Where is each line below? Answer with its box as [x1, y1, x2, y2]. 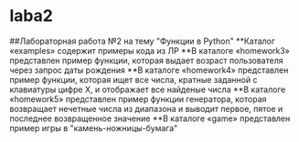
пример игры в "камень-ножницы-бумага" [9, 122, 178, 133]
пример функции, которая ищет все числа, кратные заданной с [9, 74, 258, 85]
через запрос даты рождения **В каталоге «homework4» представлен [9, 65, 289, 76]
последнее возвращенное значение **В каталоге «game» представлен [9, 113, 291, 124]
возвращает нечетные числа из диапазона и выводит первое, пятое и [9, 103, 283, 114]
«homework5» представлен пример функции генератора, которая [9, 93, 267, 105]
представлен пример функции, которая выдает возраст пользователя [9, 55, 283, 66]
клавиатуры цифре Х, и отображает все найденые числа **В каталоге [9, 84, 286, 95]
